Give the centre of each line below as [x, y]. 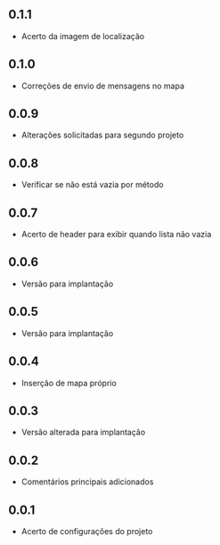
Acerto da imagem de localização [82, 36]
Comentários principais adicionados [87, 482]
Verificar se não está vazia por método [92, 185]
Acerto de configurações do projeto [87, 531]
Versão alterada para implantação [83, 433]
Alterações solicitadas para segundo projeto [102, 135]
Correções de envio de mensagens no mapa [102, 86]
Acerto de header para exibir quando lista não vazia [116, 235]
